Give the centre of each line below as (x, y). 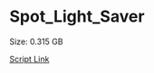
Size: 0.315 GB (36, 41)
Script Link (29, 59)
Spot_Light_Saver (77, 17)
